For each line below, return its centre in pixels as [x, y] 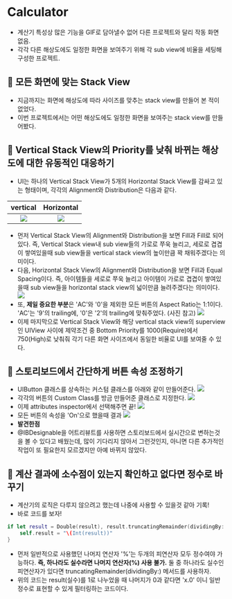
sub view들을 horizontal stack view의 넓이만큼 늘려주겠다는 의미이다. [125, 287]
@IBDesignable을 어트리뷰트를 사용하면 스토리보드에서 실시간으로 [107, 433]
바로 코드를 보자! [39, 514]
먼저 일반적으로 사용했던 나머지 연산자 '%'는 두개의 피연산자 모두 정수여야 [116, 554]
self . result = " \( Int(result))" [66, 533]
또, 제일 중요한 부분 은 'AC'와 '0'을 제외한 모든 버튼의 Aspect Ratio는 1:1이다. [120, 304]
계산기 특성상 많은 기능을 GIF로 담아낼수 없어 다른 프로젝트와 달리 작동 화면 [118, 32]
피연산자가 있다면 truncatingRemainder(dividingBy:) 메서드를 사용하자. [114, 571]
